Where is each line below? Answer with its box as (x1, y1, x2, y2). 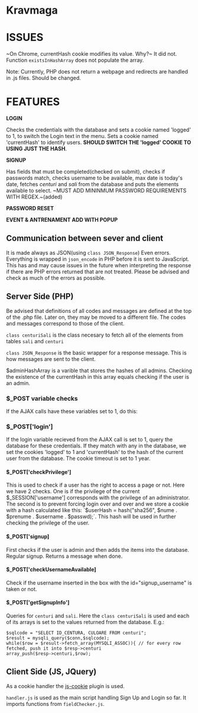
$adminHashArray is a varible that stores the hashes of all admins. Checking (6, 367, 192, 374)
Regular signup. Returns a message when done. (6, 552, 123, 559)
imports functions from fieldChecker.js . (6, 700, 105, 707)
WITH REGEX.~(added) (6, 193, 63, 200)
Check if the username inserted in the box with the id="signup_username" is (6, 579, 192, 586)
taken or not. (6, 585, 37, 593)
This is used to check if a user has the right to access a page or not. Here (6, 481, 185, 489)
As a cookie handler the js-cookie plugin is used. (6, 682, 125, 689)
